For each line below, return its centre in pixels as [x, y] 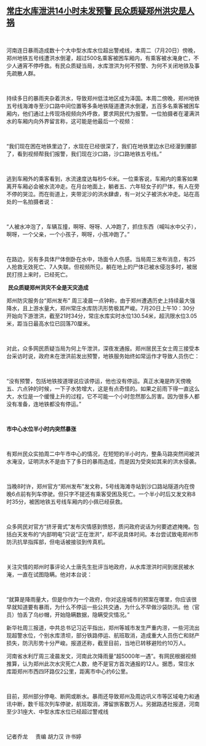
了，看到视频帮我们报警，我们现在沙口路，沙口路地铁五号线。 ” [84, 154]
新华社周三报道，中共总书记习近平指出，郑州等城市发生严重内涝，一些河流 [100, 628]
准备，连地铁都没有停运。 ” [49, 404]
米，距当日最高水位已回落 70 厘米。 [50, 323]
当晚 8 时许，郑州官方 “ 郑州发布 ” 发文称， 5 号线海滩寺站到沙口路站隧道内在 [98, 486]
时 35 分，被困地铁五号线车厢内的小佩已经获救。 [66, 501]
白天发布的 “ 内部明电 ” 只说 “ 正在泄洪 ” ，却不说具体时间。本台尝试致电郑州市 [105, 534]
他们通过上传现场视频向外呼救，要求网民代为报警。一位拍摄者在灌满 [108, 113]
